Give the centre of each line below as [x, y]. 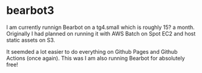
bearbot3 [30, 11]
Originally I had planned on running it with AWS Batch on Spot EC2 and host [101, 33]
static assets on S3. [31, 40]
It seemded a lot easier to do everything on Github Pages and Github [92, 51]
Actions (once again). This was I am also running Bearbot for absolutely [96, 58]
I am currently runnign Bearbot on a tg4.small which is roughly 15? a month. [101, 27]
